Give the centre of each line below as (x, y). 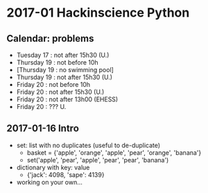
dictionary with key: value (53, 167)
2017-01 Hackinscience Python (98, 13)
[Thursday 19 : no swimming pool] (65, 70)
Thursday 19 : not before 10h (57, 62)
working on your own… (49, 182)
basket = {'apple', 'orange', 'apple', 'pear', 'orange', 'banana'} (114, 152)
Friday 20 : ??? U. (41, 107)
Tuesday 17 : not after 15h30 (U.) (63, 55)
